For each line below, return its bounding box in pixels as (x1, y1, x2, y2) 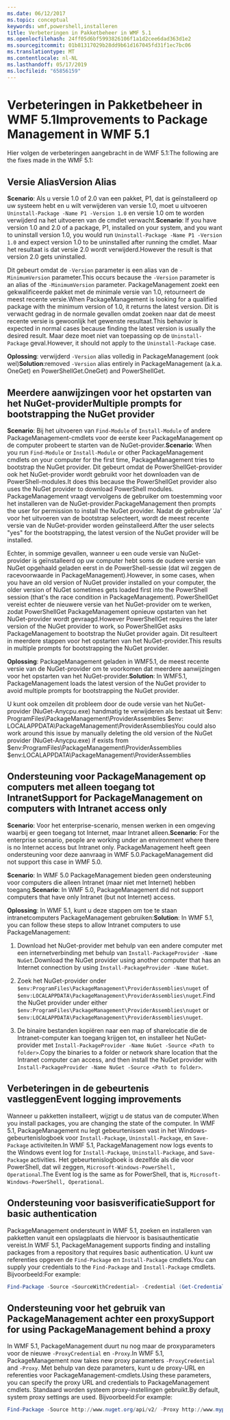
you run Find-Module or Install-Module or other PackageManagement (7, 448, 204, 457)
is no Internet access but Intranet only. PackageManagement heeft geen (7, 843, 211, 851)
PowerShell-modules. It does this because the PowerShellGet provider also (7, 478, 217, 486)
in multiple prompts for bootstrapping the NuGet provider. (7, 644, 170, 652)
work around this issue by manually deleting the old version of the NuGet (7, 729, 213, 737)
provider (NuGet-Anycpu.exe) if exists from (7, 736, 129, 745)
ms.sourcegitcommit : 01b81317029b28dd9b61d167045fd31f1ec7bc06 (7, 42, 192, 49)
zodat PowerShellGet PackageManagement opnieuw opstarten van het (7, 608, 207, 616)
